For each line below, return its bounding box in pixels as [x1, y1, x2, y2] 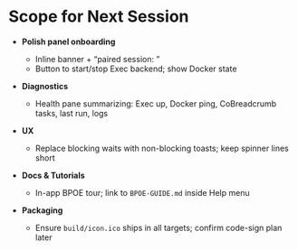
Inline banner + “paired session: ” [34, 53, 160, 64]
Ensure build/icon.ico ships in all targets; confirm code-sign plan [34, 222, 283, 233]
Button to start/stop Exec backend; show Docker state [34, 63, 237, 74]
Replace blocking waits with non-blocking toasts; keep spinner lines [34, 143, 289, 153]
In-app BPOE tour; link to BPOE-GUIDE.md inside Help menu [34, 187, 250, 198]
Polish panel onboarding [21, 36, 116, 47]
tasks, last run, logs [34, 107, 109, 118]
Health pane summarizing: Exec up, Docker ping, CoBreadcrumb [34, 97, 277, 109]
